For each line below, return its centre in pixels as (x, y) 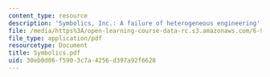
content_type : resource (48, 16)
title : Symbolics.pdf (45, 53)
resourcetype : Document (48, 46)
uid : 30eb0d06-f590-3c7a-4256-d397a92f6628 (82, 61)
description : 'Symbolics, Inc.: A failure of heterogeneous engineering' (135, 23)
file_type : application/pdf (55, 38)
